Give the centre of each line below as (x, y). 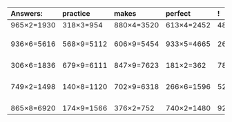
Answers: (27, 13)
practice (76, 13)
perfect (178, 13)
